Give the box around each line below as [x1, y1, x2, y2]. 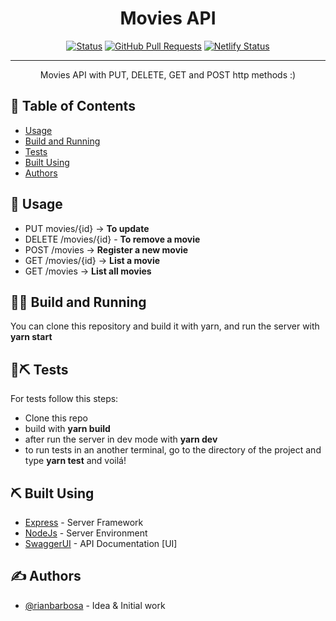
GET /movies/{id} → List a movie [24, 254, 161, 266]
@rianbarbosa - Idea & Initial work [24, 599, 166, 611]
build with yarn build [24, 423, 111, 435]
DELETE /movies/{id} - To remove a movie [24, 233, 201, 245]
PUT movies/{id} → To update [24, 222, 150, 234]
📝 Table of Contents [10, 98, 136, 115]
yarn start [10, 331, 53, 343]
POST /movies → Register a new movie [24, 243, 189, 256]
